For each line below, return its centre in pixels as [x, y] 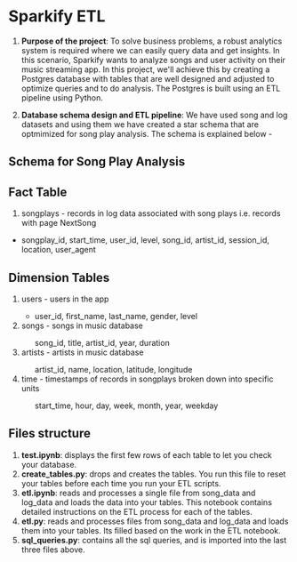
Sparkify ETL [57, 16]
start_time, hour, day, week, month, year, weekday [126, 405]
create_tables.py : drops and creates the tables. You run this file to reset [153, 474]
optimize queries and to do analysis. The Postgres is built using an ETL [151, 88]
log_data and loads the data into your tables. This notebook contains [147, 502]
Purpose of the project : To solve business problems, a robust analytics [152, 41]
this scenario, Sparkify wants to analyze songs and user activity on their [153, 60]
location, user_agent [59, 250]
